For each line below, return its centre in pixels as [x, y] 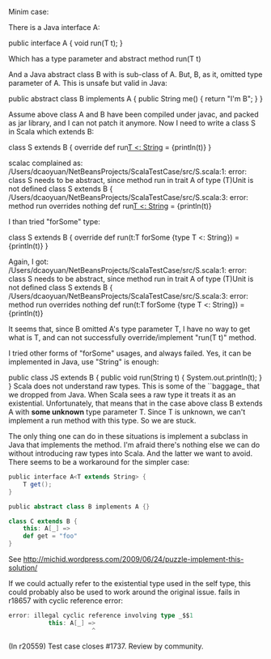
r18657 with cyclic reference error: [66, 601]
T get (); [38, 484]
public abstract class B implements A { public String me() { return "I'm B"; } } [135, 99]
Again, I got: [29, 261]
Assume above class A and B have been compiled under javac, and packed [133, 114]
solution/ [23, 568]
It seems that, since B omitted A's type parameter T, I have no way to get [129, 329]
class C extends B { [43, 521]
